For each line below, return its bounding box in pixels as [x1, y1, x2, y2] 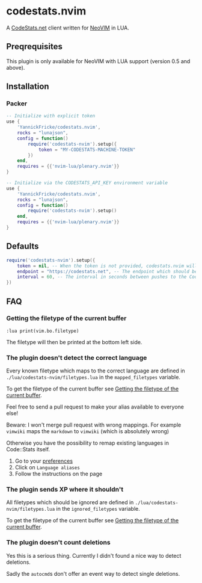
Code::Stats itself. [6, 446, 50, 453]
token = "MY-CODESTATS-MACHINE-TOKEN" [38, 146, 136, 153]
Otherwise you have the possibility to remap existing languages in [6, 439, 170, 446]
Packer [6, 99, 28, 108]
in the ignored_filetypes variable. [56, 505, 140, 513]
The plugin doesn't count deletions [6, 538, 111, 547]
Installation [6, 81, 49, 91]
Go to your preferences [14, 457, 73, 464]
